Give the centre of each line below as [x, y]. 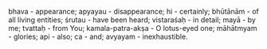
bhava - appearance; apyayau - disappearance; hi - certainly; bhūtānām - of [133, 11]
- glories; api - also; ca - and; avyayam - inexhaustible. [98, 36]
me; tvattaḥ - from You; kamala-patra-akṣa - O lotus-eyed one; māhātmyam [133, 28]
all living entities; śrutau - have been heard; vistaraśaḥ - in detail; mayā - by [132, 20]
